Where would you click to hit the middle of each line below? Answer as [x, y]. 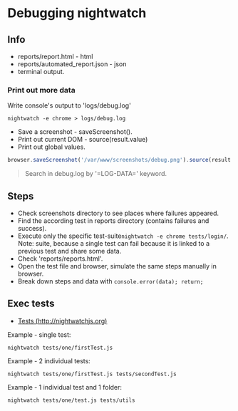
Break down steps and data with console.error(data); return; [110, 281]
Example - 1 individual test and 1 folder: [65, 387]
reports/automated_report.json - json [72, 64]
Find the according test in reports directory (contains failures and [113, 220]
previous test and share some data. [69, 251]
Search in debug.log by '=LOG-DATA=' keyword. [96, 174]
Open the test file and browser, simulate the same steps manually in [117, 266]
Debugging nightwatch [77, 13]
